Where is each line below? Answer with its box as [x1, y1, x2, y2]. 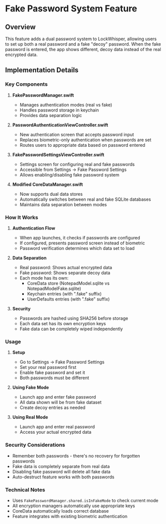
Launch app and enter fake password [19, 394, 96, 400]
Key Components [5, 81, 48, 88]
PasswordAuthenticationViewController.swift [12, 122, 109, 128]
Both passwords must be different [19, 375, 89, 381]
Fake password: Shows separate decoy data [19, 270, 111, 276]
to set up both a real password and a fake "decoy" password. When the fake [5, 41, 161, 47]
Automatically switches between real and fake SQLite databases [19, 196, 151, 202]
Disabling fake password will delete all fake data [12, 468, 111, 474]
